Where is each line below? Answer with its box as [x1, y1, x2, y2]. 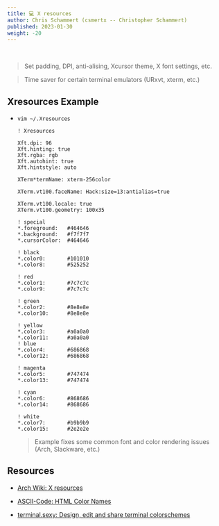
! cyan [17, 389, 37, 396]
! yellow [17, 322, 43, 329]
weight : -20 [7, 29, 42, 37]
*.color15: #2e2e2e [17, 425, 89, 433]
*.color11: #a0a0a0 [17, 334, 89, 341]
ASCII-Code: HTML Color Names [17, 497, 112, 505]
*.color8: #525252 [17, 261, 89, 268]
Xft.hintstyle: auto [17, 164, 77, 171]
